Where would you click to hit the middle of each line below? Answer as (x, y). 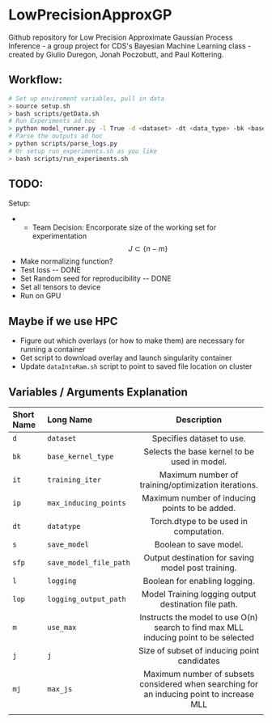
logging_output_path (87, 599)
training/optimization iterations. (199, 485)
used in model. (199, 462)
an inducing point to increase (199, 695)
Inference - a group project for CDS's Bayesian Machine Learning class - (130, 45)
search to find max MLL (199, 628)
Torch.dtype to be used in (199, 522)
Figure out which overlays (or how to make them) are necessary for (132, 340)
